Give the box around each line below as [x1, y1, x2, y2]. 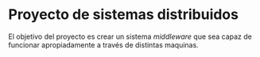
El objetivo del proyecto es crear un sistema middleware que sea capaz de [8, 32, 252, 41]
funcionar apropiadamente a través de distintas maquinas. [8, 40, 199, 49]
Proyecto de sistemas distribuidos [8, 6, 239, 24]
